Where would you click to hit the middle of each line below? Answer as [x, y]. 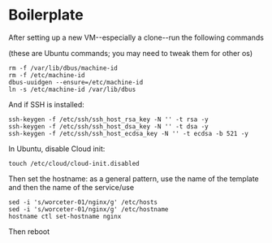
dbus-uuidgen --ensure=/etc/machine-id [76, 82]
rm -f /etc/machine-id [47, 75]
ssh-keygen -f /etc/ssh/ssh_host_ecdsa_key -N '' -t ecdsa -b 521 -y [129, 133]
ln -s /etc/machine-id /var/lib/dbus [72, 89]
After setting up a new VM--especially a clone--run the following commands [136, 37]
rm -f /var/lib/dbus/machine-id [63, 68]
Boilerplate [46, 15]
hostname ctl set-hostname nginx [65, 216]
